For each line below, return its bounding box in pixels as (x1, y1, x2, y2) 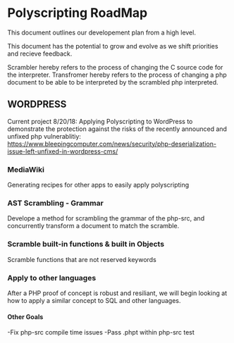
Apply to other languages (7, 273, 97, 282)
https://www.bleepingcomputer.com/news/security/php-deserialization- (7, 139, 217, 148)
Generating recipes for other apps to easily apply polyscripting (7, 181, 190, 189)
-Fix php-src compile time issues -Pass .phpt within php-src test (7, 328, 195, 337)
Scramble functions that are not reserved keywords (7, 255, 156, 263)
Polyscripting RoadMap (7, 5, 148, 21)
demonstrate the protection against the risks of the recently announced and (7, 125, 228, 133)
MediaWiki (7, 164, 44, 174)
